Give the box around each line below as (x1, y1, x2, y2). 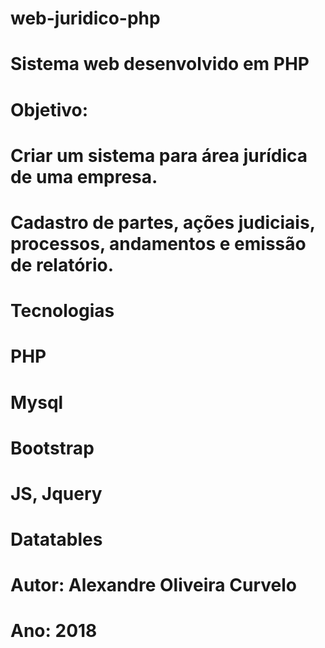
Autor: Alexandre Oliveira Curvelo (10, 574, 297, 597)
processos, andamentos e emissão (10, 232, 307, 255)
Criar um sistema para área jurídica (10, 144, 308, 167)
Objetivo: (10, 98, 89, 121)
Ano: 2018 (10, 620, 98, 642)
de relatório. (10, 253, 114, 276)
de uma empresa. (10, 165, 158, 188)
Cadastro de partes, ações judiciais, (10, 211, 316, 234)
